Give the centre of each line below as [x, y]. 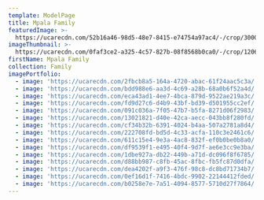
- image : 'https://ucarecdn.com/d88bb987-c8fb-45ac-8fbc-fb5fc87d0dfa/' [137, 162]
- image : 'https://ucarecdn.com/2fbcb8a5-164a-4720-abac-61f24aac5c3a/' [137, 81]
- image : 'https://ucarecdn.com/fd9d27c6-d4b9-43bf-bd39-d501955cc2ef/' [137, 103]
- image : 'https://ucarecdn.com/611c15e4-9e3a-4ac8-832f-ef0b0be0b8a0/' [137, 140]
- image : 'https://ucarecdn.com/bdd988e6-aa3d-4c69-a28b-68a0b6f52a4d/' [137, 89]
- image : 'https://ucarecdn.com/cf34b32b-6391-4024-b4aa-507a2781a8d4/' [137, 125]
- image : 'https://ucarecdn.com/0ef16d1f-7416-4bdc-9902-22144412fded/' [137, 177]
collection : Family [40, 67]
